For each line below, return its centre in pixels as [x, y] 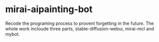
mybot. [13, 34]
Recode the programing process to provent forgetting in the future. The [79, 23]
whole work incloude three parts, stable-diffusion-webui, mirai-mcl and [80, 28]
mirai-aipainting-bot [49, 9]
